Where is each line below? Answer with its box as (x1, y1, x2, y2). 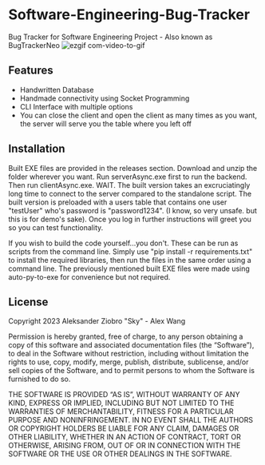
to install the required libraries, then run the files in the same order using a (8, 255, 251, 264)
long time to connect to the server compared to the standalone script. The (8, 189, 252, 198)
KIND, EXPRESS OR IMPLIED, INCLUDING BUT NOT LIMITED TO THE (8, 398, 235, 408)
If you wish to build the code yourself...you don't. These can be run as (8, 238, 239, 248)
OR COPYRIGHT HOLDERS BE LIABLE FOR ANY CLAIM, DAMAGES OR (8, 423, 239, 433)
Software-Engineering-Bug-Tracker (8, 6, 250, 24)
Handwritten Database (19, 85, 94, 94)
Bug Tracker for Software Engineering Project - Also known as (8, 32, 213, 42)
